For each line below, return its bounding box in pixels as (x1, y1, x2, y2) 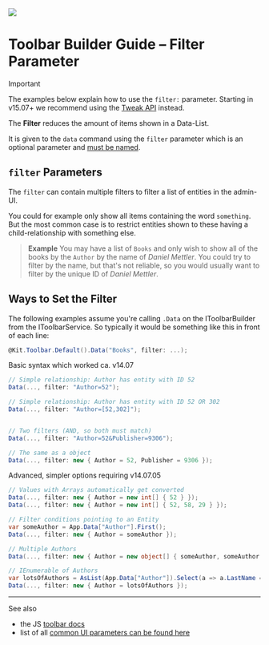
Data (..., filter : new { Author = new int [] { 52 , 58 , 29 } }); (8, 501, 228, 510)
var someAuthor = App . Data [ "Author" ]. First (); (8, 522, 167, 531)
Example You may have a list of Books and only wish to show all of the (27, 244, 259, 253)
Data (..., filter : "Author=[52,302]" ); (8, 405, 142, 413)
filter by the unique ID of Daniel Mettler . (27, 268, 159, 279)
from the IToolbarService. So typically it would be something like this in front (8, 322, 260, 332)
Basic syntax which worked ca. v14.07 (8, 361, 134, 370)
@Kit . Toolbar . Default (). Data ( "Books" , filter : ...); (8, 346, 188, 354)
